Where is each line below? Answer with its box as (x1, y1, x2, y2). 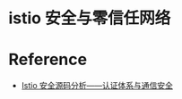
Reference (8, 50, 87, 70)
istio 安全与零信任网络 (8, 8, 171, 29)
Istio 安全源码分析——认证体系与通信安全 (21, 80, 174, 91)
